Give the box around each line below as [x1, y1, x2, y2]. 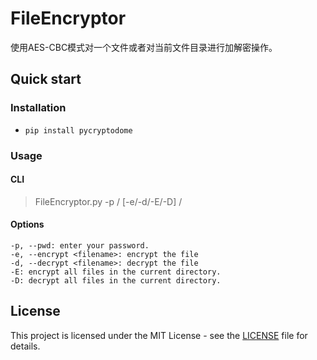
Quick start [10, 71, 82, 88]
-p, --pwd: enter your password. [10, 240, 150, 251]
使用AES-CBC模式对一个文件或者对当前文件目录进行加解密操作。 [10, 41, 278, 53]
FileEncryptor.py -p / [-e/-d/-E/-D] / [34, 195, 183, 207]
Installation [10, 101, 67, 115]
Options [10, 218, 45, 231]
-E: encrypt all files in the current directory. [10, 267, 222, 277]
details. [10, 340, 41, 352]
